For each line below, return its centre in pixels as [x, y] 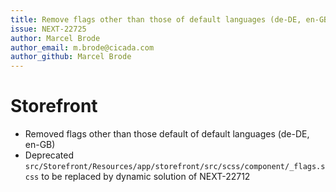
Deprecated [49, 155]
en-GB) [40, 145]
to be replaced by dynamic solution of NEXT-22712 [146, 177]
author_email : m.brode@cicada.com [82, 47]
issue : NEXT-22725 [48, 29]
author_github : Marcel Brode [71, 57]
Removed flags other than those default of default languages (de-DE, [167, 134]
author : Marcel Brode [55, 38]
